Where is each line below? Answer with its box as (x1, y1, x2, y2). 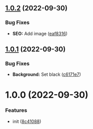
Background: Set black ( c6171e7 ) (12, 71, 81, 77)
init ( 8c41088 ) (12, 118, 41, 124)
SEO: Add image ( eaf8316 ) (12, 30, 67, 37)
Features (5, 107, 27, 114)
